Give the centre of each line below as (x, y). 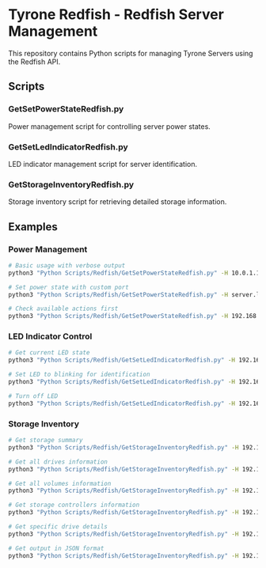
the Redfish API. (34, 62)
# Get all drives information (58, 462)
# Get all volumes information (60, 483)
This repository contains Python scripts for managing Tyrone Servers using (131, 53)
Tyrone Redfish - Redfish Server (116, 15)
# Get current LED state (49, 353)
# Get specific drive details (58, 527)
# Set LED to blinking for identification (79, 375)
